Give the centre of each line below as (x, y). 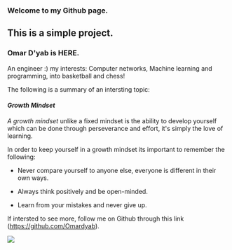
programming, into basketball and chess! (66, 76)
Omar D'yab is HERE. (43, 53)
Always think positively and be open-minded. (83, 191)
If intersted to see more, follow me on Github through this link (96, 218)
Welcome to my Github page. (58, 11)
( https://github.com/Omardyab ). (53, 225)
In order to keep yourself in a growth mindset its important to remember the (116, 149)
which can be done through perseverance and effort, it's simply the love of (115, 128)
